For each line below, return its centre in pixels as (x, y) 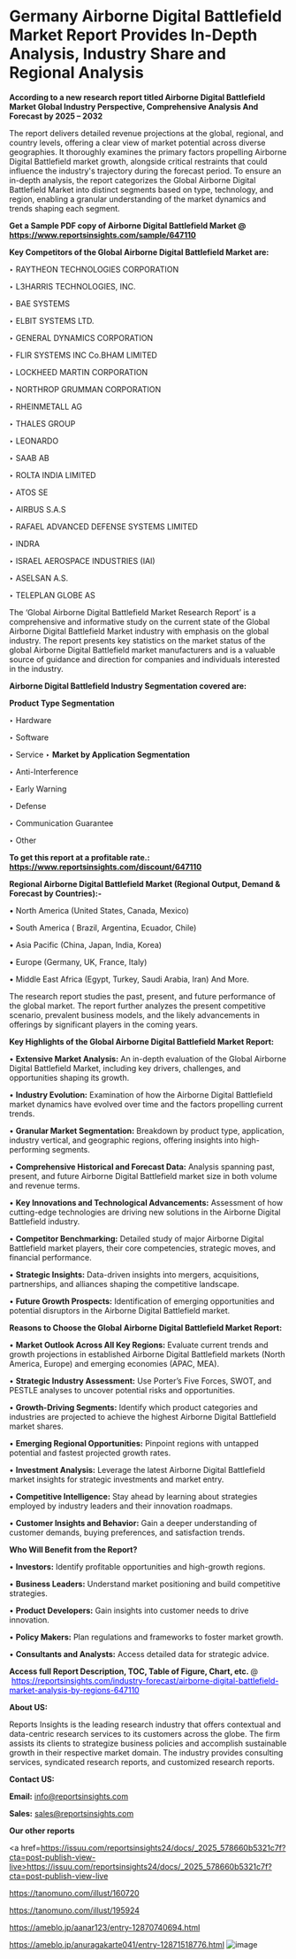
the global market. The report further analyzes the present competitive (138, 1006)
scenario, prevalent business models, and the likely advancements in (135, 1014)
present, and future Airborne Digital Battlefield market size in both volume (143, 1176)
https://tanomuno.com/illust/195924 (74, 1910)
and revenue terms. (45, 1185)
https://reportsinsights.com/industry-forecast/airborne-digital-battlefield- (145, 1680)
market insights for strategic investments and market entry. (117, 1479)
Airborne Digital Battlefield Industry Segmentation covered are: (128, 686)
